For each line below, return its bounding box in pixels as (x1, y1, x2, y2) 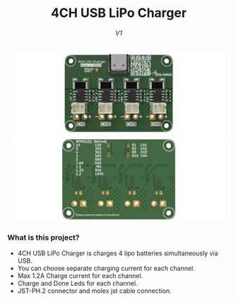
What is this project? (7, 233, 80, 243)
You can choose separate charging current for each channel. (17, 264, 196, 272)
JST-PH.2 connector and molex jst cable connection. (17, 286, 172, 295)
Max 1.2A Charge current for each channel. (17, 271, 143, 280)
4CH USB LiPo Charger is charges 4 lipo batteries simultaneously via (17, 249, 218, 257)
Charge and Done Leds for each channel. (17, 279, 138, 287)
